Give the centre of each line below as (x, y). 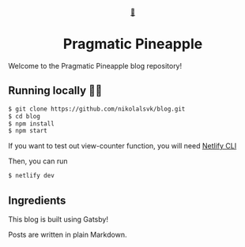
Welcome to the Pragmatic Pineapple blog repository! (95, 65)
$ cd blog (24, 116)
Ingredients (37, 200)
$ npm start (28, 131)
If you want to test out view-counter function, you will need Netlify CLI (122, 146)
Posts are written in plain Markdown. (68, 234)
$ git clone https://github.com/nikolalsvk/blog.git (97, 109)
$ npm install (32, 123)
